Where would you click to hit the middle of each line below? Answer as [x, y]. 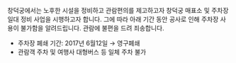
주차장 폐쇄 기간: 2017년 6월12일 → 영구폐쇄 [79, 43]
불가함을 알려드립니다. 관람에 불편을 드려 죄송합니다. [92, 28]
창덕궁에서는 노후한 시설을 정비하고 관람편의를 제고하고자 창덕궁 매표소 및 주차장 [118, 10]
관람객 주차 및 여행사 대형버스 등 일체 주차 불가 [82, 52]
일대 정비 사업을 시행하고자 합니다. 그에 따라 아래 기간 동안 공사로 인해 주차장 [113, 19]
